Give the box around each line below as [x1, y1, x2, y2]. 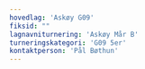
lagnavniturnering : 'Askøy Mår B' [9, 30, 140, 39]
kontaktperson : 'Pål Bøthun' [9, 47, 119, 56]
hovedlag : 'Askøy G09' [9, 13, 95, 22]
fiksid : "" [9, 22, 50, 30]
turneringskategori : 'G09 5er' [9, 38, 127, 47]
